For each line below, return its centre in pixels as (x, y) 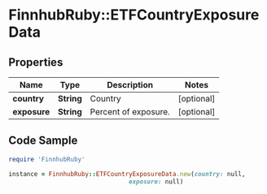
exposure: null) (156, 181)
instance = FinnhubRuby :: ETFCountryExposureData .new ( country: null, (127, 174)
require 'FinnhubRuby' (47, 159)
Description (130, 85)
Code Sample (43, 141)
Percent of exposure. (130, 112)
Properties (36, 62)
